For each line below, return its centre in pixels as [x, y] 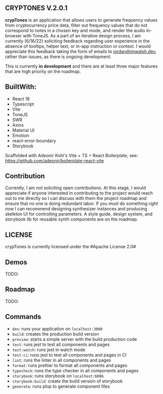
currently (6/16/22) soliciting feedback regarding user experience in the [77, 41]
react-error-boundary [34, 140]
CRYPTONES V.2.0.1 [36, 8]
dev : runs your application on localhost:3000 [57, 328]
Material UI [23, 130]
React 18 [21, 98]
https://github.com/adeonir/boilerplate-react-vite [54, 161]
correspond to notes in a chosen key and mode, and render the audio [75, 30]
